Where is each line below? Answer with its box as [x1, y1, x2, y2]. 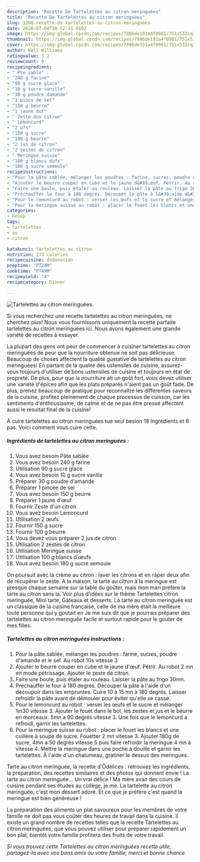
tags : [7, 219, 20, 225]
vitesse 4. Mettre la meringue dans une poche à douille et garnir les [15, 745, 180, 752]
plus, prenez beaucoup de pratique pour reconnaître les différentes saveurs [7, 387, 192, 394]
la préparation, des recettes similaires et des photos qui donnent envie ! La [7, 769, 189, 776]
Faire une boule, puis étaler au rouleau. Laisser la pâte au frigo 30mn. [15, 675, 186, 682]
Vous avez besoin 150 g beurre [15, 490, 91, 497]
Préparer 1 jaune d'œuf [15, 496, 72, 504]
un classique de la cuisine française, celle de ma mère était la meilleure [7, 603, 181, 610]
